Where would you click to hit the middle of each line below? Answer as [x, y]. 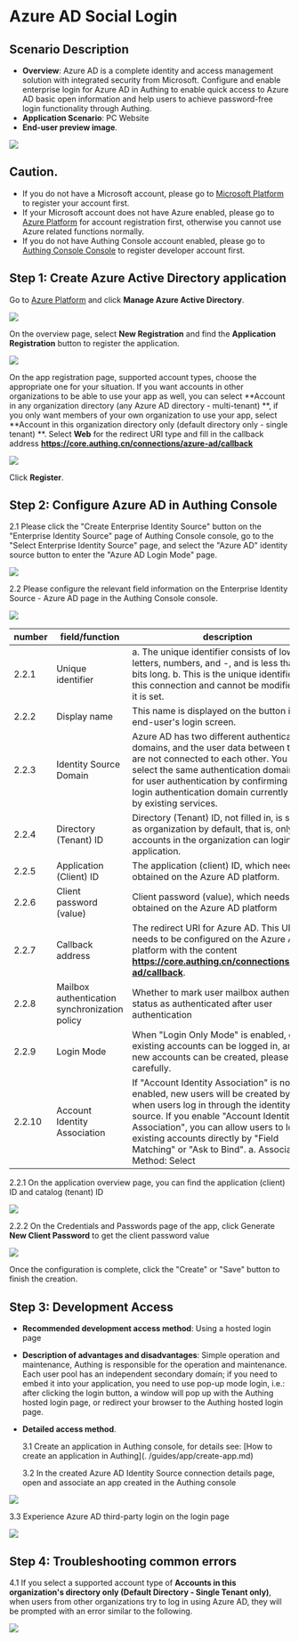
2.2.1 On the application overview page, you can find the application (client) [147, 1183]
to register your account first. [76, 203]
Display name [85, 717]
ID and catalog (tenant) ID [57, 1192]
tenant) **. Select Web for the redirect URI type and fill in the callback [137, 434]
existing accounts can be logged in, [206, 1046]
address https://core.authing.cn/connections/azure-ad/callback [131, 443]
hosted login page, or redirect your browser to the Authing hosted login [153, 1402]
